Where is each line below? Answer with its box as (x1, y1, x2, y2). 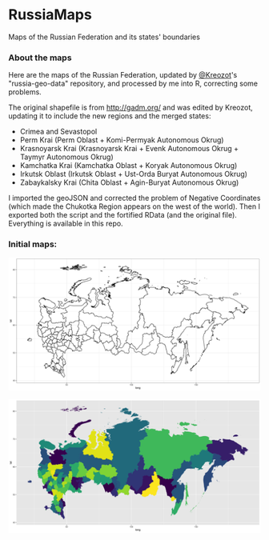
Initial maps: (8, 238, 58, 250)
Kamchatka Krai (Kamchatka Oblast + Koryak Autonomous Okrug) (19, 161, 238, 170)
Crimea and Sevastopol (19, 126, 98, 137)
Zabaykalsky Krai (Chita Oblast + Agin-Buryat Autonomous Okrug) (19, 178, 239, 187)
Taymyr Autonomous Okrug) (19, 152, 114, 162)
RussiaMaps (8, 6, 92, 24)
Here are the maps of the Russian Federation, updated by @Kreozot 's (8, 70, 238, 80)
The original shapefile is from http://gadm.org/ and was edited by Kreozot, (8, 102, 254, 113)
